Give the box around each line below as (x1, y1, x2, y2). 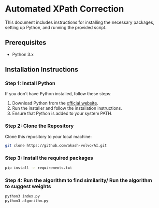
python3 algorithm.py (5, 198, 49, 203)
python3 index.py (5, 194, 40, 199)
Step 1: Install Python (5, 80, 56, 87)
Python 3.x (12, 51, 34, 57)
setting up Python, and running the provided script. (5, 24, 107, 30)
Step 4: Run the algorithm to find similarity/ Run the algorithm (5, 177, 152, 183)
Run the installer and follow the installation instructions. (12, 105, 122, 111)
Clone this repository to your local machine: (5, 134, 92, 139)
